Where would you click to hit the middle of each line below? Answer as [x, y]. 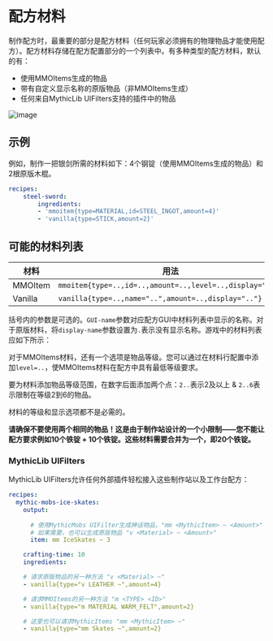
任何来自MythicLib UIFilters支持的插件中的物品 [98, 98]
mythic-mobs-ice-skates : [58, 503]
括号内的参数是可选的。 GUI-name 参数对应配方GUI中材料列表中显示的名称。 [132, 319]
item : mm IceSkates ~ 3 [70, 540]
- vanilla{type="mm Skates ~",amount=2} [92, 629]
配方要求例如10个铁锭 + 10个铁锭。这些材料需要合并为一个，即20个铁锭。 [132, 439]
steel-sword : [45, 196]
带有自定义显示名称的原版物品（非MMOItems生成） [106, 88]
